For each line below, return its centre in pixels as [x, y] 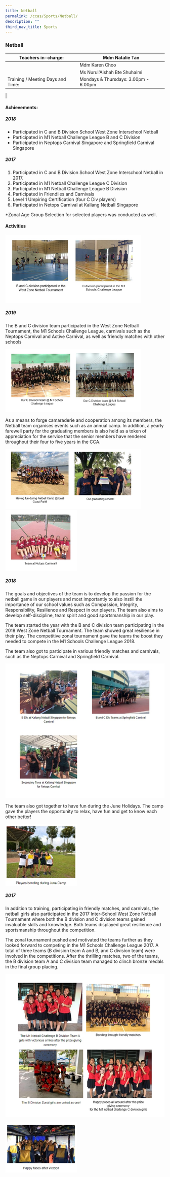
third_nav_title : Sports [31, 27]
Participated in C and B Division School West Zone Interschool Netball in [88, 172]
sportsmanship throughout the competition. [51, 930]
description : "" [22, 21]
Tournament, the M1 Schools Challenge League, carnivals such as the [78, 331]
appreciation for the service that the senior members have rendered [76, 436]
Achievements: [22, 107]
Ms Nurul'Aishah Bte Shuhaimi [111, 72]
